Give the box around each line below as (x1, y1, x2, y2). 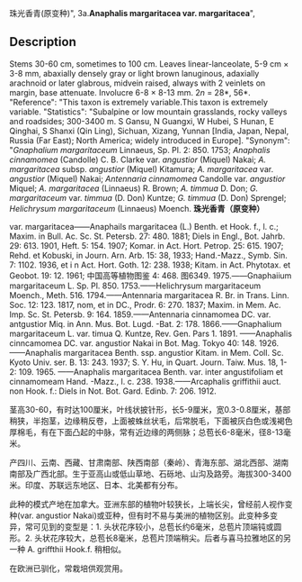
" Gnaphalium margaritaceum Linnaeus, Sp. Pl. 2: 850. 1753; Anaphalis (9, 144, 271, 155)
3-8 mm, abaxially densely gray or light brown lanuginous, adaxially (9, 68, 260, 78)
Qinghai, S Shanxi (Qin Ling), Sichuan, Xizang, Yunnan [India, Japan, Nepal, (9, 125, 289, 136)
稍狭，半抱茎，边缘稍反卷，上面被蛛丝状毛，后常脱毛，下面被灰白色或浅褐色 (9, 415, 293, 426)
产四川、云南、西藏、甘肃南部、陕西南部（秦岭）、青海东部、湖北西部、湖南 (9, 457, 289, 468)
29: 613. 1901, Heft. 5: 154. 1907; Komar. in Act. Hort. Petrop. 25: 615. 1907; (9, 240, 284, 250)
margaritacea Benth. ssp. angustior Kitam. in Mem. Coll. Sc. (63, 347, 285, 358)
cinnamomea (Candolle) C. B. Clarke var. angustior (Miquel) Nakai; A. (9, 154, 267, 165)
